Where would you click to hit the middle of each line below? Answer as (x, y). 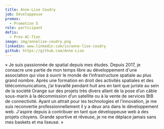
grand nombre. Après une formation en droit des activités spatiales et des (79, 80)
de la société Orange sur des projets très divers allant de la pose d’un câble (81, 91)
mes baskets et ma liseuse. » (34, 122)
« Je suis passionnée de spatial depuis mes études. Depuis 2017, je (73, 65)
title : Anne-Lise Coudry (30, 10)
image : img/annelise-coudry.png (38, 42)
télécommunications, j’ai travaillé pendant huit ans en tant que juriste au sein (82, 85)
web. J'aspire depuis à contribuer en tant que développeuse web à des (77, 111)
